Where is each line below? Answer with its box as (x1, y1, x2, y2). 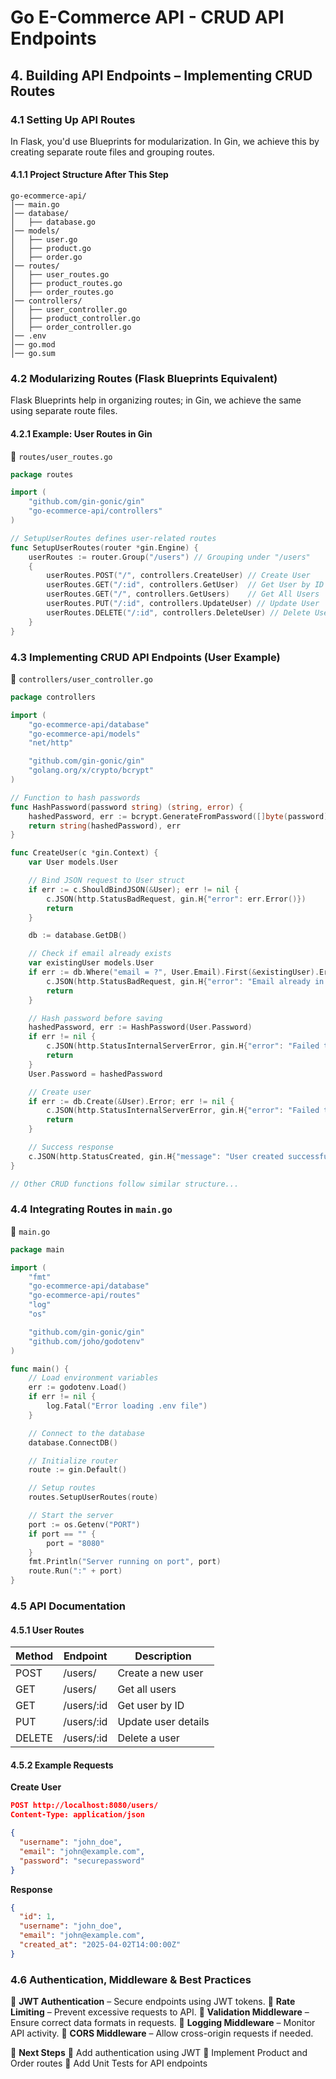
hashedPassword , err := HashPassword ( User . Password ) (28, 1022, 253, 1033)
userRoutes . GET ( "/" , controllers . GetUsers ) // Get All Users (46, 589, 320, 600)
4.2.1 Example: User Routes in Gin (10, 427, 153, 440)
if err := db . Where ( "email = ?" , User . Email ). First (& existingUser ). (28, 967, 320, 977)
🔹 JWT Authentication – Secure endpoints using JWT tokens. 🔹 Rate (10, 1996, 296, 2008)
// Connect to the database (28, 1428, 145, 1438)
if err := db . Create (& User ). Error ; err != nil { (28, 1096, 235, 1106)
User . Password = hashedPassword (28, 1069, 163, 1079)
